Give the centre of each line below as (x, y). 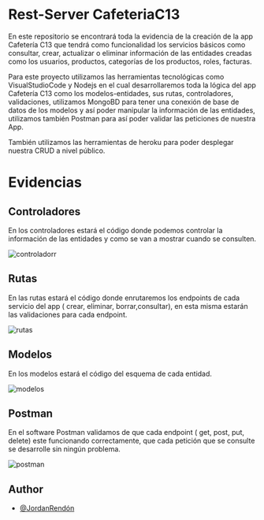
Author (26, 489)
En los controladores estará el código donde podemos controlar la (115, 230)
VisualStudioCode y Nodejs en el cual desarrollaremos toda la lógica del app (132, 85)
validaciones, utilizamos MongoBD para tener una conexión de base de (124, 102)
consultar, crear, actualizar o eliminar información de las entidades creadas (130, 53)
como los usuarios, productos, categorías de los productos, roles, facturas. (130, 61)
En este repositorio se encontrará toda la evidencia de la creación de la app (131, 36)
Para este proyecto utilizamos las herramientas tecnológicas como (116, 76)
